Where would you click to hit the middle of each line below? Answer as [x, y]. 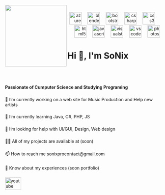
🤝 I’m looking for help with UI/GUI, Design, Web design [60, 129]
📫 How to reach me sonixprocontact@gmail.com [55, 154]
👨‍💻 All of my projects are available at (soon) [49, 141]
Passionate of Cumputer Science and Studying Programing [67, 87]
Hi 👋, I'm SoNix [98, 56]
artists [12, 105]
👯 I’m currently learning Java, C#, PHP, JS [48, 117]
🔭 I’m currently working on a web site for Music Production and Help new [79, 99]
